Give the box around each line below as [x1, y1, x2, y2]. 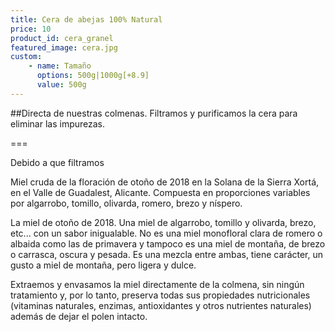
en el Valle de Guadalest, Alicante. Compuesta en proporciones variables [10, 186, 311, 198]
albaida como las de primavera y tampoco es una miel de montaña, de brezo [10, 237, 326, 250]
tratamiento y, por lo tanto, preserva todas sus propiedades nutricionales [10, 289, 311, 301]
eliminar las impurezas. [10, 117, 106, 130]
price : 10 [10, 24, 52, 34]
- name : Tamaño [28, 61, 92, 71]
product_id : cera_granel [10, 33, 114, 43]
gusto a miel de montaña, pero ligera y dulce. [10, 259, 197, 271]
